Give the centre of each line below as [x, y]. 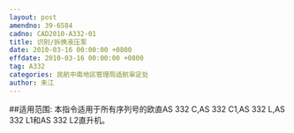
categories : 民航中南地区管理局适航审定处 [79, 75]
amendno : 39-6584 [41, 26]
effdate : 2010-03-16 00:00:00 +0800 [76, 58]
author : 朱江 [32, 83]
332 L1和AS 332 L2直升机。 [60, 120]
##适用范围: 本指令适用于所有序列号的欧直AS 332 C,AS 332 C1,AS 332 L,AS [147, 109]
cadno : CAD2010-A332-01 [53, 33]
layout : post [33, 17]
